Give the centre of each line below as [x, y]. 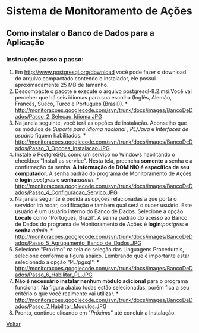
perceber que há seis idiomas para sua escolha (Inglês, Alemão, [93, 97]
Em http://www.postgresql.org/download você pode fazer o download [100, 72]
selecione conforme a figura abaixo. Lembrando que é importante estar [102, 256]
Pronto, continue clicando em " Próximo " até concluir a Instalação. [95, 312]
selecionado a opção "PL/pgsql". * [57, 262]
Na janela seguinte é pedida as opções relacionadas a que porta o [96, 198]
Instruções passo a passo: [45, 59]
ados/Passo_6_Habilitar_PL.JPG [53, 275]
